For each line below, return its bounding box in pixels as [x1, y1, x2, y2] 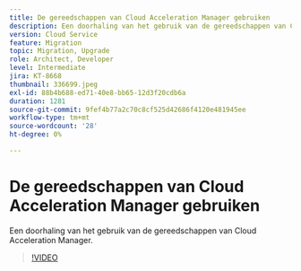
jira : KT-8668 [9, 72, 63, 81]
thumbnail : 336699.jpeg [9, 80, 99, 89]
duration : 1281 [9, 96, 66, 106]
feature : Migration [9, 38, 82, 48]
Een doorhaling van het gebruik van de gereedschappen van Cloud [9, 225, 257, 236]
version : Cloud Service [9, 30, 99, 39]
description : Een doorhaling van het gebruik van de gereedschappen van [9, 22, 287, 31]
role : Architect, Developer [9, 55, 115, 64]
